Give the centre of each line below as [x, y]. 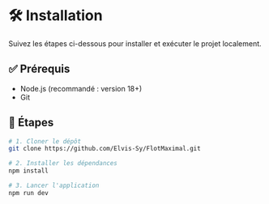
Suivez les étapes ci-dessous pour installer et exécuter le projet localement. [135, 43]
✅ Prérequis [39, 69]
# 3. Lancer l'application [54, 186]
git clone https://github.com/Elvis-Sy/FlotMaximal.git [105, 149]
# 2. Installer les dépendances [63, 164]
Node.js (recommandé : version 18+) [81, 88]
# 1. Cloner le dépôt [45, 141]
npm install [28, 171]
